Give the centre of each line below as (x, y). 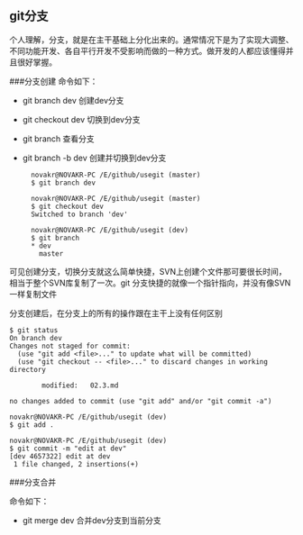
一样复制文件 (33, 294)
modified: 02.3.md (80, 385)
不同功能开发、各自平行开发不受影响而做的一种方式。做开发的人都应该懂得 (147, 50)
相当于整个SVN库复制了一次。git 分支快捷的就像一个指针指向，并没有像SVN (150, 283)
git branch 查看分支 (58, 139)
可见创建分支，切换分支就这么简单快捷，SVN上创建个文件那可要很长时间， (148, 271)
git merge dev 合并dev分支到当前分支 (92, 520)
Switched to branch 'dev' (79, 214)
